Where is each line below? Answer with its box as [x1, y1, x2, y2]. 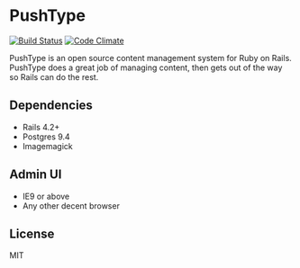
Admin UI [9, 167, 62, 183]
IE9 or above [22, 191, 70, 201]
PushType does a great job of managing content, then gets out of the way [9, 62, 283, 73]
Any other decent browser [22, 200, 120, 211]
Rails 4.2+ [22, 121, 60, 132]
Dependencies [9, 98, 93, 113]
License [9, 226, 55, 241]
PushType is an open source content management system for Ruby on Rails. [9, 52, 293, 63]
